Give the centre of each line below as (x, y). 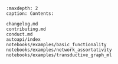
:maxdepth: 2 (22, 8)
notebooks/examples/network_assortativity (59, 50)
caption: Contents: (30, 14)
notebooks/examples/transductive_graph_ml (59, 55)
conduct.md (19, 34)
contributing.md (26, 29)
